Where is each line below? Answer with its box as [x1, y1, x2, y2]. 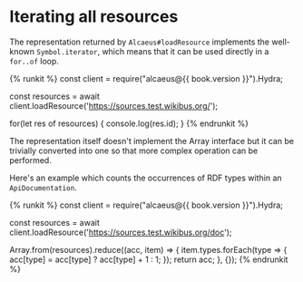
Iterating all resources [9, 6, 179, 27]
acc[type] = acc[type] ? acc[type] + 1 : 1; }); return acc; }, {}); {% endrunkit [9, 254, 288, 265]
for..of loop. [9, 55, 59, 66]
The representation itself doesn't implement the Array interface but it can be [9, 135, 295, 146]
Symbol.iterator [35, 47, 98, 56]
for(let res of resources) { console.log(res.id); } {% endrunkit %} [9, 118, 249, 129]
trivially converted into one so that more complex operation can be [9, 145, 259, 156]
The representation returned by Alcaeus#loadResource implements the [9, 36, 270, 47]
